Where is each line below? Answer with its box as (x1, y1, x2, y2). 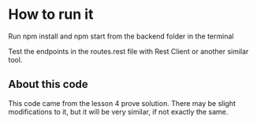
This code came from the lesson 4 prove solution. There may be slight (8, 98, 237, 108)
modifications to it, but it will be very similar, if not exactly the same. (8, 107, 229, 116)
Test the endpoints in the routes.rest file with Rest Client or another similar (8, 46, 249, 56)
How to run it (8, 5, 94, 24)
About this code (8, 78, 88, 91)
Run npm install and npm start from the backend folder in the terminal (8, 31, 234, 41)
